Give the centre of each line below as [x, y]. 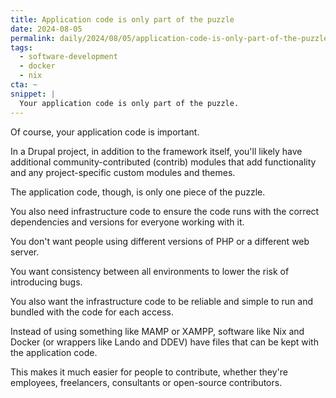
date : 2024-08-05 [46, 29]
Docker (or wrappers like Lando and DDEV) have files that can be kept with [164, 342]
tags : [21, 47]
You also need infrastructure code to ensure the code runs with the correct [165, 211]
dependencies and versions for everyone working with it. [127, 222]
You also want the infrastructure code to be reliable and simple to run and [161, 301]
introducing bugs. [46, 282]
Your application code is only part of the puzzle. [129, 103]
